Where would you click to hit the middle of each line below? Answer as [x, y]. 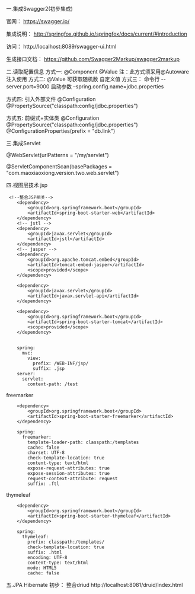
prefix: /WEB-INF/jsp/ [60, 363]
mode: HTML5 [42, 568]
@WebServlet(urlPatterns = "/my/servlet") [58, 155]
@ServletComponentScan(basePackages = [59, 167]
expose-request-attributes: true [69, 468]
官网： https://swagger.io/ [38, 21]
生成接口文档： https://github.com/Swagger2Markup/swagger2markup [93, 59]
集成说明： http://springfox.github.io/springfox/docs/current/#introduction [97, 34]
